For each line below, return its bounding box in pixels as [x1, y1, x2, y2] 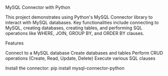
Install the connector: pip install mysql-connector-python [5, 65, 125, 71]
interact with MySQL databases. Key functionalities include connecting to [5, 20, 159, 25]
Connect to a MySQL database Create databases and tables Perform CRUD [5, 50, 163, 56]
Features [5, 40, 24, 46]
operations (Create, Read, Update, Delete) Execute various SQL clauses [5, 55, 156, 61]
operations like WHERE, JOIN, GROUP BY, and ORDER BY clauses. [5, 30, 145, 36]
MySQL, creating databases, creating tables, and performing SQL [5, 25, 143, 31]
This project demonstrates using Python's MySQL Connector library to [5, 14, 153, 20]
